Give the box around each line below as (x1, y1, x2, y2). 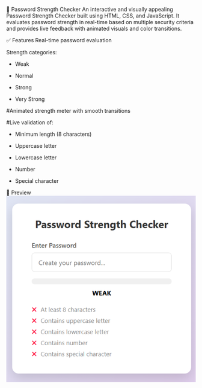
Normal (14, 72, 34, 79)
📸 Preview (6, 189, 31, 196)
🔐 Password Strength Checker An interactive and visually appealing (6, 6, 173, 13)
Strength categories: (6, 49, 57, 56)
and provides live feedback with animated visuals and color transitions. (6, 25, 182, 32)
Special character (14, 177, 59, 184)
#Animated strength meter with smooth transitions (6, 107, 131, 114)
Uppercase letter (14, 142, 57, 149)
